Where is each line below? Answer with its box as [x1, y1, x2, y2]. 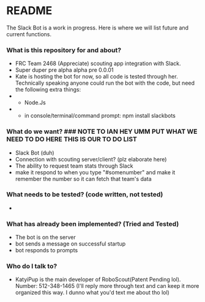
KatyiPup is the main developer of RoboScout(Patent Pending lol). [15, 276, 181, 283]
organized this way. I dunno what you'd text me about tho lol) [15, 289, 170, 296]
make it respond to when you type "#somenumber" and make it [15, 168, 176, 176]
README [6, 4, 53, 18]
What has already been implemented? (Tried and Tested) [6, 219, 179, 228]
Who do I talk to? [6, 262, 58, 271]
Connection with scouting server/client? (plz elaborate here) [15, 155, 167, 163]
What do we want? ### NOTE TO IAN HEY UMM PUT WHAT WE [6, 127, 198, 136]
